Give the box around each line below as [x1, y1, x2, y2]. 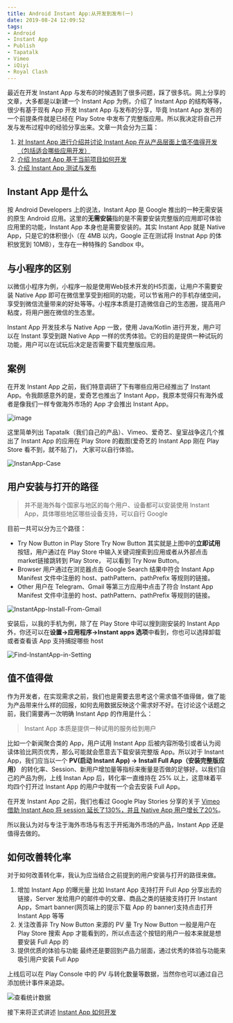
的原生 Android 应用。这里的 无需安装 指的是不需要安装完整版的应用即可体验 [7, 214, 222, 223]
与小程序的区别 [7, 262, 71, 274]
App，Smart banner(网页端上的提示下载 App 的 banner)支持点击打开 [17, 903, 213, 911]
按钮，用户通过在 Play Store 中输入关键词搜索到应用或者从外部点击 [17, 548, 208, 556]
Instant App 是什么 [7, 185, 89, 198]
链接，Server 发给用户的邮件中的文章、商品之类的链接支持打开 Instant [17, 895, 218, 903]
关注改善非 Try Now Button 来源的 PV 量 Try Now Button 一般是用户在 [17, 920, 216, 929]
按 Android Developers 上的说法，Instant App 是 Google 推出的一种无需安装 [7, 205, 223, 214]
